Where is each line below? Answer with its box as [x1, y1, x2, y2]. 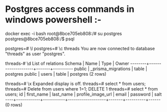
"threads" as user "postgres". [5, 51, 66, 57]
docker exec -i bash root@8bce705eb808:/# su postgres [5, 30, 122, 36]
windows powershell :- [5, 14, 102, 25]
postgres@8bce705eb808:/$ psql [5, 36, 75, 42]
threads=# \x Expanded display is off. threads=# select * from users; [5, 81, 146, 87]
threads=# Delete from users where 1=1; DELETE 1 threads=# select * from [5, 86, 158, 92]
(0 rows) [5, 102, 23, 108]
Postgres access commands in [5, 3, 135, 15]
